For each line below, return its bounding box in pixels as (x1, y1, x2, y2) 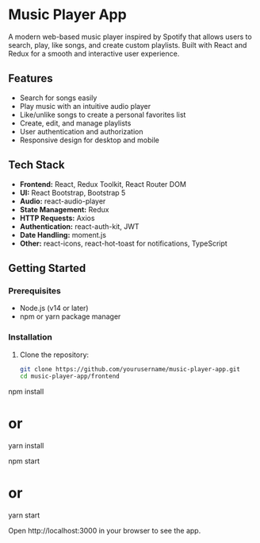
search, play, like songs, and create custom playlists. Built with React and (8, 40, 247, 49)
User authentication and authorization (19, 126, 144, 136)
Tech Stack (8, 158, 65, 172)
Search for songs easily (19, 93, 97, 103)
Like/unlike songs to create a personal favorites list (19, 110, 186, 119)
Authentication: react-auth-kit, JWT (19, 221, 140, 231)
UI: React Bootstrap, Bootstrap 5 (19, 188, 126, 197)
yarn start (8, 510, 40, 520)
